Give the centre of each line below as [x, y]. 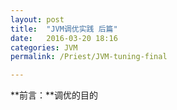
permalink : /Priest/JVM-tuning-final [89, 57]
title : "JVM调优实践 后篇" [64, 29]
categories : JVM [44, 47]
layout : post [37, 19]
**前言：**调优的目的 [54, 95]
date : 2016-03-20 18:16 [64, 38]
